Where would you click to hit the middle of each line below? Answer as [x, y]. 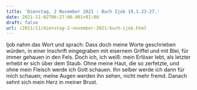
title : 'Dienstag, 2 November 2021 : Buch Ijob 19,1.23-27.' [83, 11]
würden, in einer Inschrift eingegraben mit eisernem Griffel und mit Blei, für [98, 51]
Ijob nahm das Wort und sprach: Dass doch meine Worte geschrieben [91, 45]
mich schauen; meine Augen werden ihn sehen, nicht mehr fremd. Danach [97, 76]
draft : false [22, 22]
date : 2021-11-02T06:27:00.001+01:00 [53, 17]
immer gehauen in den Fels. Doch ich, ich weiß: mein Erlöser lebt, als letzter [98, 57]
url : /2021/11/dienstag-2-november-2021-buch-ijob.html [76, 28]
